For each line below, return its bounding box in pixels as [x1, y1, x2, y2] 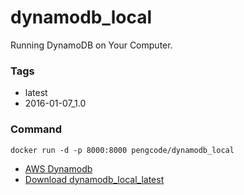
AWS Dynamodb [24, 162, 93, 175]
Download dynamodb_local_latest [24, 173, 165, 185]
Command [10, 122, 62, 136]
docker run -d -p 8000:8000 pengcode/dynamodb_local [10, 145, 235, 155]
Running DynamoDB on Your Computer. [10, 39, 173, 51]
